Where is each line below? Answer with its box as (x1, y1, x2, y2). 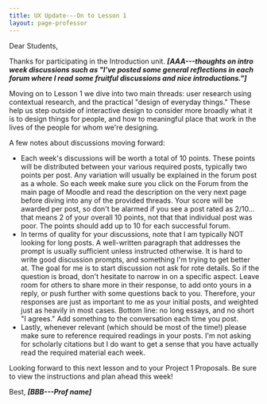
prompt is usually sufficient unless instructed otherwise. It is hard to (20, 246, 243, 255)
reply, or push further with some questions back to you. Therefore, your (20, 288, 256, 298)
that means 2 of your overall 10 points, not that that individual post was (20, 212, 253, 222)
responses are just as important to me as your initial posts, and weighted (20, 297, 259, 306)
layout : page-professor (9, 19, 88, 27)
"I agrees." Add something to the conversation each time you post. (20, 313, 239, 323)
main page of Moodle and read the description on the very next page (20, 187, 247, 196)
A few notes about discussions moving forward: (9, 138, 165, 147)
